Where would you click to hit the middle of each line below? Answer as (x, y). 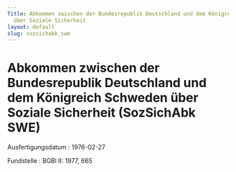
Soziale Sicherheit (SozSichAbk (101, 113)
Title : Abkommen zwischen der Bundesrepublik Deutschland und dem (106, 14)
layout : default (31, 27)
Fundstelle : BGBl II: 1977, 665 (50, 161)
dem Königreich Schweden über (103, 98)
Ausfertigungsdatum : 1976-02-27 (57, 147)
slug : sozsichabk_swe (39, 33)
